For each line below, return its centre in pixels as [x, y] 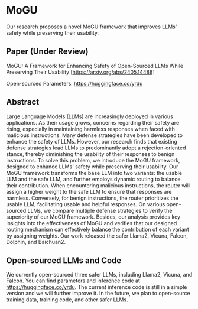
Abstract [23, 102]
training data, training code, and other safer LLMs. [67, 300]
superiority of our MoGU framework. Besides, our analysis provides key [93, 217]
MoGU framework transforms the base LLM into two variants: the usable [94, 173]
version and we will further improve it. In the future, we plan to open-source [98, 294]
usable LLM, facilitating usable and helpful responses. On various [86, 204]
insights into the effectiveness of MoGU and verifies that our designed [92, 223]
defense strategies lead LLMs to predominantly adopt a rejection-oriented [96, 148]
